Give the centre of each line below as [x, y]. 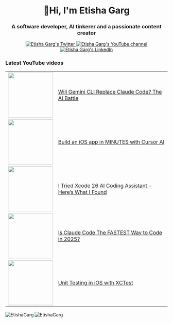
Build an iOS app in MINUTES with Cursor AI [111, 142]
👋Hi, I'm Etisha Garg [86, 11]
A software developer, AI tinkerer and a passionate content [86, 27]
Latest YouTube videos [34, 63]
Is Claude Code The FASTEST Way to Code [110, 232]
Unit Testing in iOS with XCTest [96, 282]
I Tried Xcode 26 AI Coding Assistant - [105, 186]
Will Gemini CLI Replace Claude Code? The [110, 92]
